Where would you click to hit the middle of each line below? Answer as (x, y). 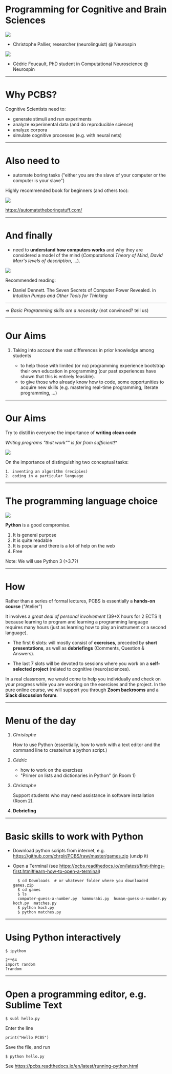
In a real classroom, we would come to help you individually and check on (83, 679)
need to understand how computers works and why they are (78, 249)
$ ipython (16, 951)
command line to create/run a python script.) (60, 750)
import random (20, 965)
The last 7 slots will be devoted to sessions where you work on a (81, 663)
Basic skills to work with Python (74, 836)
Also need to (33, 161)
